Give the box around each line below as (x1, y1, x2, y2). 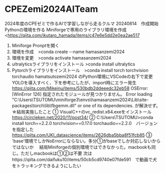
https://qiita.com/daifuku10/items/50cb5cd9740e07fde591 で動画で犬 (11, 156, 157, 162)
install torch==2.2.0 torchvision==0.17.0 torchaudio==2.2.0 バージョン (11, 120, 158, 126)
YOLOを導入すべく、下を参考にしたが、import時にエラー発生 (11, 79, 137, 85)
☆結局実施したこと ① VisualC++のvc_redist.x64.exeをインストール (11, 109, 152, 115)
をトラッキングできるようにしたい (11, 163, 82, 169)
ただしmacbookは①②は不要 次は (20, 150, 92, 156)
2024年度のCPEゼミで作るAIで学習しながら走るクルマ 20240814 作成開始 (4, 20, 159, 26)
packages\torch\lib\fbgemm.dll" (11, 103, 77, 109)
